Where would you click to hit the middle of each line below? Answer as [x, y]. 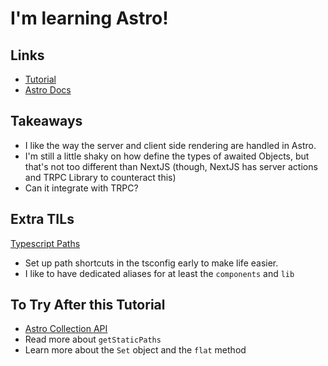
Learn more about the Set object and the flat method [135, 350]
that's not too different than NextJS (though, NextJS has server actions [171, 166]
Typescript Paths [45, 243]
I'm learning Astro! [89, 18]
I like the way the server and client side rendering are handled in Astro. [170, 145]
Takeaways [46, 121]
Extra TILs [42, 219]
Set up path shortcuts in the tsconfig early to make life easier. [151, 263]
